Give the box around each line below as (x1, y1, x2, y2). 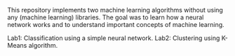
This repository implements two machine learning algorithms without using (7, 6, 223, 14)
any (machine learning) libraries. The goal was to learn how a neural (7, 13, 204, 21)
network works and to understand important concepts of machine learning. (7, 21, 224, 28)
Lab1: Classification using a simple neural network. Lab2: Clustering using (7, 34, 220, 42)
